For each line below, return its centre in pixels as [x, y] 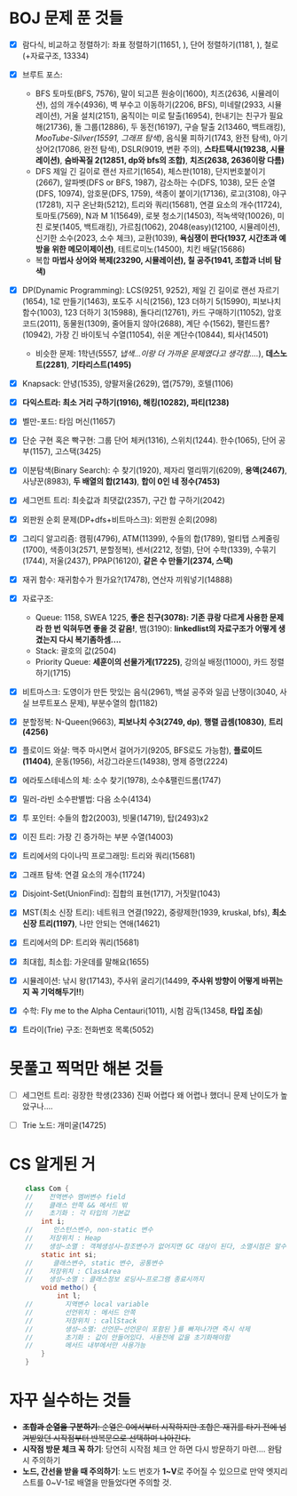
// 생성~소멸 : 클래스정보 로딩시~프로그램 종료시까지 [115, 1280]
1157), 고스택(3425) [67, 452]
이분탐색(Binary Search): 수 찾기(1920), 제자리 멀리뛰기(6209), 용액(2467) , [155, 470]
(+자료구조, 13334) [55, 56]
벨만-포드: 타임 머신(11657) [69, 421]
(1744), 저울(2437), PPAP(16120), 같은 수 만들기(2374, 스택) [127, 560]
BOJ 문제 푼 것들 [66, 18]
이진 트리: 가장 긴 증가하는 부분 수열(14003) [98, 837]
